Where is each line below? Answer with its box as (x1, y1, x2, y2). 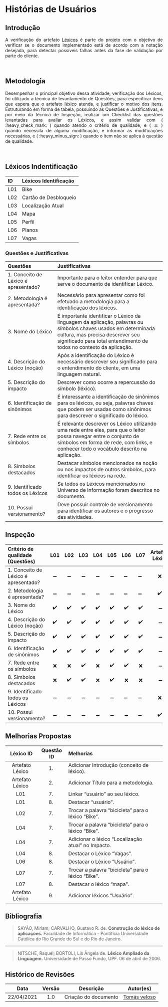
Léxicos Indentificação (5, 162, 78, 171)
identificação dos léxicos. (57, 304, 117, 311)
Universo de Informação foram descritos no (57, 486, 160, 493)
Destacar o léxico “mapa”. (68, 881, 129, 888)
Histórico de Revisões (5, 970, 75, 978)
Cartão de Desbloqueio (21, 194, 76, 201)
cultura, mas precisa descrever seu (57, 331, 140, 338)
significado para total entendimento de (57, 337, 148, 344)
